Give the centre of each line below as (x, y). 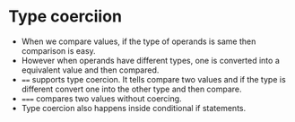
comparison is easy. (58, 50)
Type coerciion (65, 17)
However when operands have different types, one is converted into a (150, 60)
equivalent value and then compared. (90, 70)
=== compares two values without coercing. (101, 98)
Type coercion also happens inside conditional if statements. (134, 108)
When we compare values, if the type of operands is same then (139, 41)
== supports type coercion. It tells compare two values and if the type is (153, 79)
